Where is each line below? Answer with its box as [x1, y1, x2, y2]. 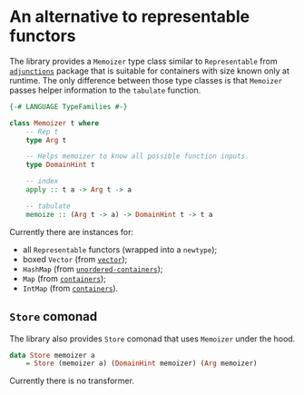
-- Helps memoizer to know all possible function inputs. [25, 152, 250, 161]
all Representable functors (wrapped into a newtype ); [22, 243, 218, 255]
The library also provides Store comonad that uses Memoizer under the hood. [9, 333, 296, 344]
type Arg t [25, 135, 67, 144]
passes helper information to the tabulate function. [9, 84, 201, 95]
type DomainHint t [25, 161, 95, 170]
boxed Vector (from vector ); [22, 253, 128, 264]
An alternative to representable [9, 6, 250, 27]
